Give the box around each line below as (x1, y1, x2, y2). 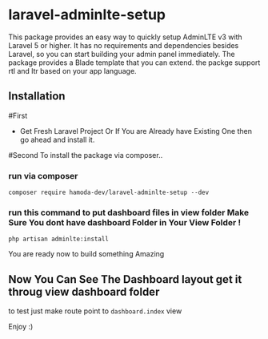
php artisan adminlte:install (8, 235, 110, 244)
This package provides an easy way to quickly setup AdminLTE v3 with (8, 32, 242, 42)
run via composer (8, 170, 78, 181)
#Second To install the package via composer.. (8, 150, 163, 159)
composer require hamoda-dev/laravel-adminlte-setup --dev (8, 188, 210, 197)
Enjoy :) (8, 322, 34, 332)
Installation (8, 90, 66, 103)
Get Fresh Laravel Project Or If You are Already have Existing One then (19, 126, 252, 135)
